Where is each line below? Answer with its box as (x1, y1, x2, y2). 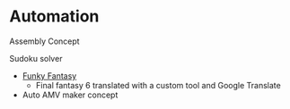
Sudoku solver (9, 53, 63, 63)
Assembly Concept (9, 36, 80, 46)
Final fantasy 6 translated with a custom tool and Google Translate (35, 80, 281, 90)
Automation (9, 6, 100, 27)
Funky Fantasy (22, 70, 77, 81)
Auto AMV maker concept (22, 89, 119, 100)
